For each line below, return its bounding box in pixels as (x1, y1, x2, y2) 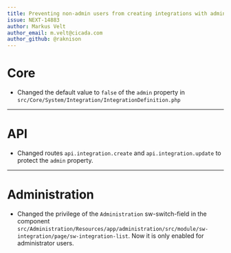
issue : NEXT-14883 (7, 17, 60, 23)
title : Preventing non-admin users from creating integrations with (7, 10, 208, 17)
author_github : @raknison (7, 36, 81, 43)
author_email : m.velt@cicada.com (7, 29, 103, 37)
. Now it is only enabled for (128, 232, 204, 240)
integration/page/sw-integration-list (16, 232, 129, 240)
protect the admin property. (16, 156, 93, 164)
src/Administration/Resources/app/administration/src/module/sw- (16, 225, 208, 232)
